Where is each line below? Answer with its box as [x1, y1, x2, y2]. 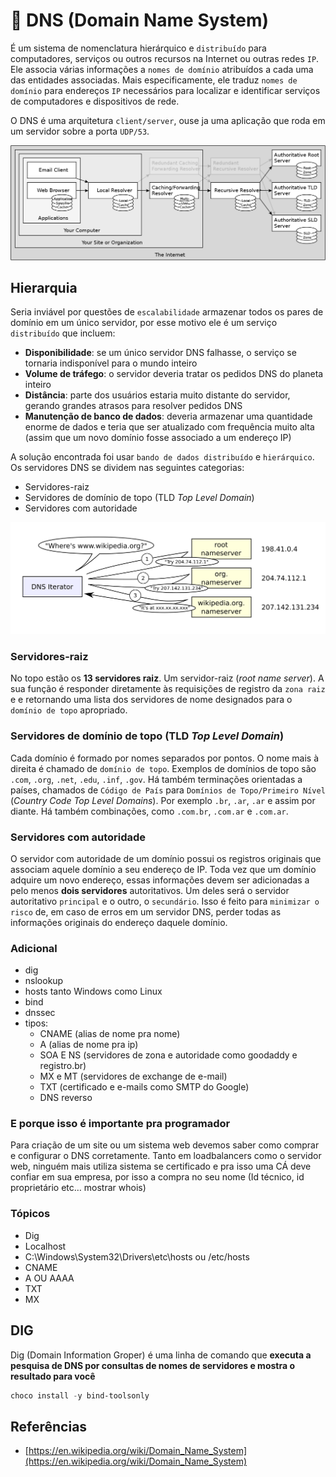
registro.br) [39, 1060, 87, 1072]
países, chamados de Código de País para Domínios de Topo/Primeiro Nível [10, 784, 326, 796]
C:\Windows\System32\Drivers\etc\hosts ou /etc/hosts [24, 1250, 250, 1263]
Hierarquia [10, 279, 78, 296]
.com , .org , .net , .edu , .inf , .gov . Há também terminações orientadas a [10, 773, 303, 785]
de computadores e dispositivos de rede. [10, 95, 180, 107]
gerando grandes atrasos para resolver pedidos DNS [24, 400, 243, 412]
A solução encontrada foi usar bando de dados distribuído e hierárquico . [10, 451, 315, 463]
